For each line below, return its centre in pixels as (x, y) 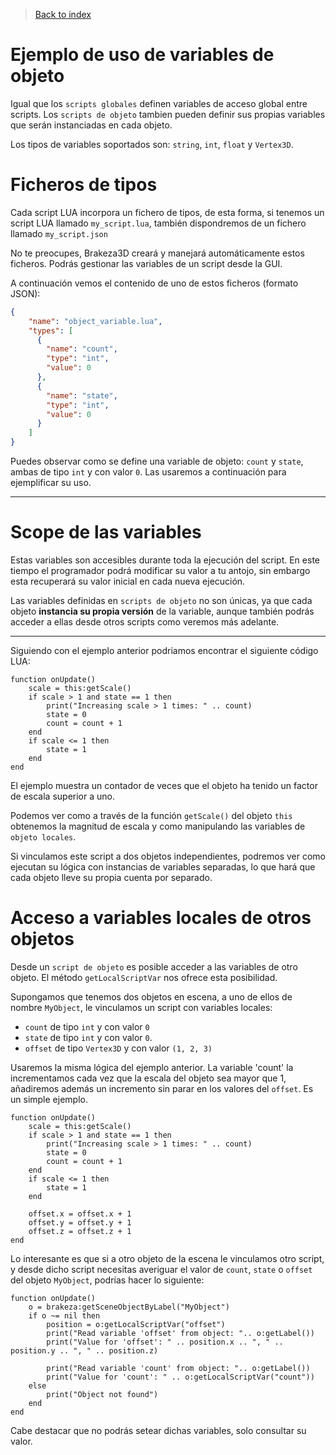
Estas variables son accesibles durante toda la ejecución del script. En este (165, 560)
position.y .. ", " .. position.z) (84, 1350)
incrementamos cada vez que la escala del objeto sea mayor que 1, (148, 1078)
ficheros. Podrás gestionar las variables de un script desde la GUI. (146, 263)
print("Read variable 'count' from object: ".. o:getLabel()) (178, 1368)
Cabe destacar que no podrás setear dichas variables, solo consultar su (158, 1430)
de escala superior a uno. (62, 796)
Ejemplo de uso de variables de (142, 55)
